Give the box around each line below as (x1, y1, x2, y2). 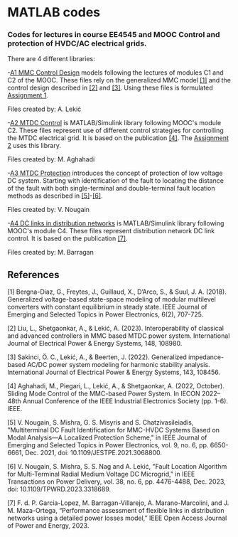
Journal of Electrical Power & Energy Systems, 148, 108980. (7, 339, 183, 348)
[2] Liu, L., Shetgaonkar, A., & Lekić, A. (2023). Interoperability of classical (7, 324, 224, 333)
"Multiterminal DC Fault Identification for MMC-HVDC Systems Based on (7, 426, 220, 435)
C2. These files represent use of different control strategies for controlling (7, 126, 224, 135)
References (7, 268, 60, 281)
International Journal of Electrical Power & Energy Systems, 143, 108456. (7, 368, 220, 377)
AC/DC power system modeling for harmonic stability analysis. (27, 361, 211, 369)
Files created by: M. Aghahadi (7, 155, 95, 164)
